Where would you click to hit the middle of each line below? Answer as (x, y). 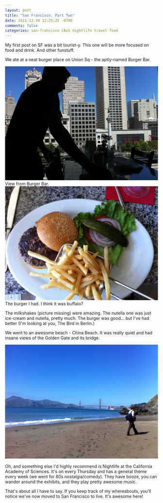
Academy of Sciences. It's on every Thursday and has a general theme (76, 472)
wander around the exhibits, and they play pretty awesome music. (71, 482)
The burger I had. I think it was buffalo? (44, 304)
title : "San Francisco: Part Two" (40, 15)
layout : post (18, 10)
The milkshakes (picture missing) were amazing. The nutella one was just (78, 313)
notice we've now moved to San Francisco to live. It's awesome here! (74, 496)
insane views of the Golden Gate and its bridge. (53, 338)
